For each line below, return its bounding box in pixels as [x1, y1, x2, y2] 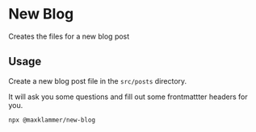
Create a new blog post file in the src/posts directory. [8, 76, 187, 85]
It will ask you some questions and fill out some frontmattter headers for [8, 92, 248, 101]
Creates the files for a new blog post [8, 31, 130, 41]
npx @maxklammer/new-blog [8, 116, 95, 124]
